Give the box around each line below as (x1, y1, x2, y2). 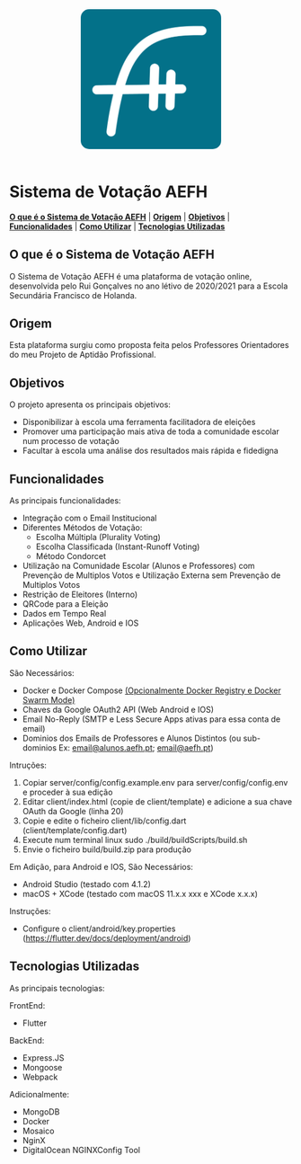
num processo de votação (22, 436, 120, 447)
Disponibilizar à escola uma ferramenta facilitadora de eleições (22, 417, 256, 428)
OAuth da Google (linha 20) (22, 805, 124, 816)
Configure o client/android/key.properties (22, 923, 176, 934)
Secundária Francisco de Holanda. (9, 289, 137, 300)
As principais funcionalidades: (9, 494, 121, 506)
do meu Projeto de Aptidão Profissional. (9, 350, 156, 360)
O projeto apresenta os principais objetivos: (9, 399, 171, 410)
